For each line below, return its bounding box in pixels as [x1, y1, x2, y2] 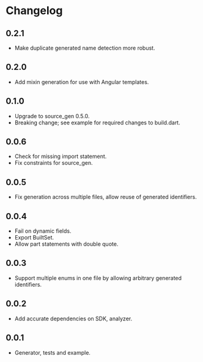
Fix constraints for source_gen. [14, 159, 93, 167]
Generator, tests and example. [14, 349, 91, 356]
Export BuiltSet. [14, 234, 54, 241]
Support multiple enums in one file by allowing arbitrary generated [14, 274, 182, 282]
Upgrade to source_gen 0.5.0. [14, 112, 90, 119]
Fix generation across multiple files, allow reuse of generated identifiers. [14, 194, 197, 201]
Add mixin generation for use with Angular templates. [14, 78, 149, 86]
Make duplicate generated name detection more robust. [14, 44, 155, 51]
